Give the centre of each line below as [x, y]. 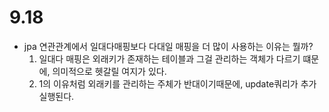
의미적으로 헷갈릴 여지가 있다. [109, 71]
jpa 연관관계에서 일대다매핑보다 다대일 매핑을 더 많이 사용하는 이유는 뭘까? [168, 46]
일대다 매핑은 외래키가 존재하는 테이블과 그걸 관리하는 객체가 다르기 [169, 58]
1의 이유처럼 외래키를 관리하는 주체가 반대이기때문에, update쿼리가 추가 [177, 83]
